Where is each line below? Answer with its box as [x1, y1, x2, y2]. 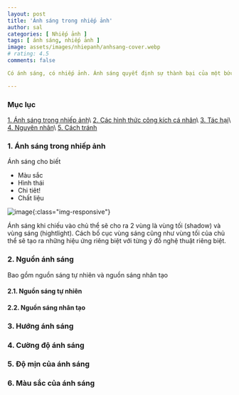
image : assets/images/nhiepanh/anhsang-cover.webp [7, 43, 161, 51]
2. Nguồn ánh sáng [7, 255, 75, 265]
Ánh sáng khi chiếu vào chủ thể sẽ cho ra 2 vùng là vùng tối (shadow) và [7, 222, 221, 230]
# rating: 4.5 [7, 51, 50, 58]
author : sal [7, 24, 43, 31]
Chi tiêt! [17, 186, 41, 195]
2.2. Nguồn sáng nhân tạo [7, 303, 86, 312]
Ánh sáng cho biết [7, 158, 61, 166]
